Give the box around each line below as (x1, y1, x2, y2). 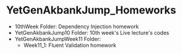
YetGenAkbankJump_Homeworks (6, 4, 177, 17)
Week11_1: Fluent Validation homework (23, 42, 116, 49)
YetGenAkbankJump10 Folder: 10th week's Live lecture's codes (14, 29, 170, 36)
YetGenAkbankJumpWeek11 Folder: (14, 35, 102, 42)
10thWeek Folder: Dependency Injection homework (14, 23, 139, 30)
